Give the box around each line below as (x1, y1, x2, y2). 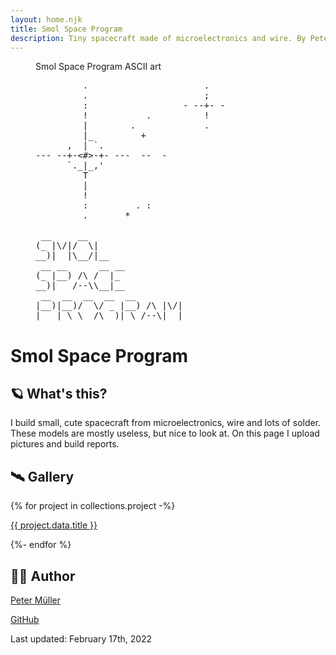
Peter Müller (10, 594, 61, 606)
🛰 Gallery (10, 468, 75, 485)
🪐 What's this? (10, 385, 108, 402)
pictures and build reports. (10, 438, 120, 450)
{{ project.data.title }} (10, 519, 98, 531)
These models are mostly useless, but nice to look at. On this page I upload (10, 427, 320, 440)
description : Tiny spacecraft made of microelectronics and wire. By (10, 33, 307, 43)
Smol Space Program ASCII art (35, 61, 162, 73)
